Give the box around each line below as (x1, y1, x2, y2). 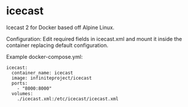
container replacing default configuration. (6, 42, 109, 49)
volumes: (11, 90, 33, 96)
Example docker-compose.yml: (6, 53, 83, 60)
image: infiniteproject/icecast (11, 75, 93, 81)
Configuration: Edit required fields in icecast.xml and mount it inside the (6, 35, 182, 42)
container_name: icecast (11, 70, 73, 75)
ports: (11, 80, 28, 86)
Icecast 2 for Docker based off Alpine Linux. (6, 24, 115, 31)
